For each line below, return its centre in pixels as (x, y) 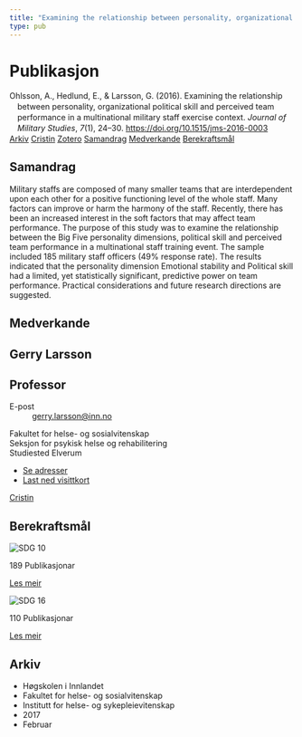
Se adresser (45, 471)
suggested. (30, 294)
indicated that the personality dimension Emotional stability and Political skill (151, 266)
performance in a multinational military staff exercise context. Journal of (152, 118)
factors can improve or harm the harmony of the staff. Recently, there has (146, 208)
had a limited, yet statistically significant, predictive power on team (133, 275)
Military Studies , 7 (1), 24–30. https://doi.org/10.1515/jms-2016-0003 (143, 129)
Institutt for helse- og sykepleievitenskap (99, 705)
